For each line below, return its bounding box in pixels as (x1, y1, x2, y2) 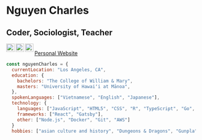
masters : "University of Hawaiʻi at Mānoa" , (17, 83, 130, 90)
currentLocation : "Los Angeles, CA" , (11, 66, 106, 72)
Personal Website (34, 50, 78, 57)
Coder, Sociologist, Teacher (6, 28, 113, 38)
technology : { (11, 100, 47, 106)
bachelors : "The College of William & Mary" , (17, 78, 133, 84)
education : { (11, 72, 44, 78)
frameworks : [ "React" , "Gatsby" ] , (17, 111, 103, 117)
